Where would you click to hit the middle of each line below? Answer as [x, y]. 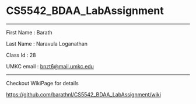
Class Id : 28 [21, 55]
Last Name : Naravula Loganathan [47, 44]
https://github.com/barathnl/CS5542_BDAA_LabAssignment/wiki [84, 94]
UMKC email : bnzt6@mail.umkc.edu [50, 66]
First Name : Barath [29, 32]
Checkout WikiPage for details [42, 83]
